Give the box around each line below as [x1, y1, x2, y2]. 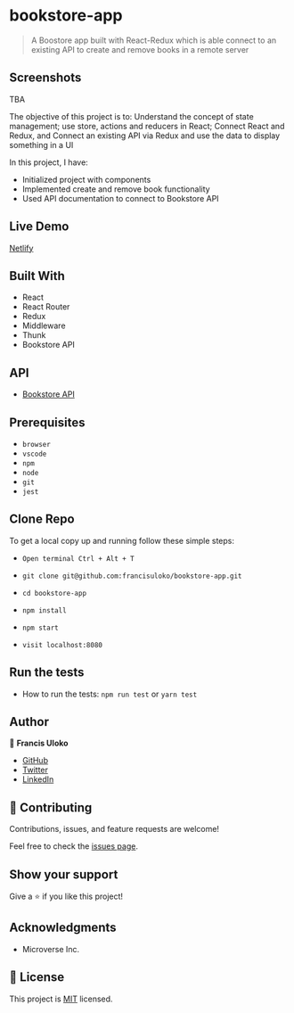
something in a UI [9, 139, 74, 150]
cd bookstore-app [21, 589, 87, 597]
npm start [21, 623, 60, 632]
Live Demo [9, 219, 69, 235]
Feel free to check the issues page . [9, 841, 138, 852]
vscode [21, 449, 47, 458]
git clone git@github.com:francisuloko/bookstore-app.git [21, 572, 242, 581]
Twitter [21, 764, 49, 776]
